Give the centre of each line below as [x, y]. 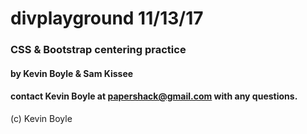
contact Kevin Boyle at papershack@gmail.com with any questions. [154, 96]
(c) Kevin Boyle [41, 118]
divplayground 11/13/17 [107, 18]
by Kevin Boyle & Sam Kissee [72, 73]
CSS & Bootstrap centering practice [98, 50]
